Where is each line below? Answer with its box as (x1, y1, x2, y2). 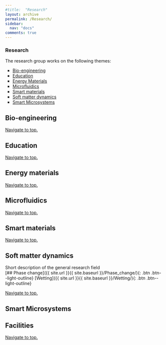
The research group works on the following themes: (5, 58, 111, 64)
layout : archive (5, 12, 39, 17)
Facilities (5, 321, 34, 330)
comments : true (5, 30, 37, 35)
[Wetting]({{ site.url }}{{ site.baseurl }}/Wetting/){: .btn (34, 275, 146, 281)
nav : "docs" (9, 26, 35, 31)
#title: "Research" (5, 7, 48, 12)
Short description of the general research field (5, 265, 100, 271)
